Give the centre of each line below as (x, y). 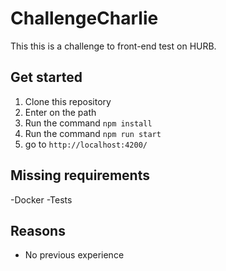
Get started (46, 77)
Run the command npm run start (93, 133)
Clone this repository (68, 101)
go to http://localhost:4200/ (86, 144)
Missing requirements (80, 175)
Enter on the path (60, 112)
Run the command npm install (88, 123)
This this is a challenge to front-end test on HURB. (113, 46)
